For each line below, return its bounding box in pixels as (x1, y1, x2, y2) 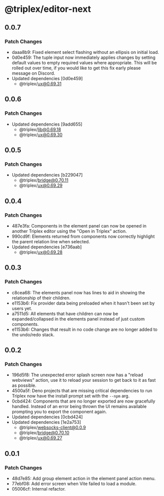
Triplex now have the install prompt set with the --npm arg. (11, 393, 130, 399)
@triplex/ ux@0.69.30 (19, 132, 63, 137)
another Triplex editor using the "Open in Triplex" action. (11, 228, 127, 234)
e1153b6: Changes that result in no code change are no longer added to (11, 326, 158, 332)
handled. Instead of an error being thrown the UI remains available (11, 404, 147, 409)
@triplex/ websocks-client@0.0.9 (19, 424, 86, 431)
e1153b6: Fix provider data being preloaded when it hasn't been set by (11, 300, 155, 306)
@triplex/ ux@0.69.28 (19, 249, 63, 255)
